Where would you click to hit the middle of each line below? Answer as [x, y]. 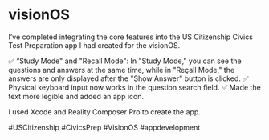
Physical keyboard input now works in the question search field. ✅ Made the [134, 87]
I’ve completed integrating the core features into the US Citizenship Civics [130, 37]
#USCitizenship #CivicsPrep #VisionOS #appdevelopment [104, 127]
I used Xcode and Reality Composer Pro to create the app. [104, 112]
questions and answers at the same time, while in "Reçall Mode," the [122, 70]
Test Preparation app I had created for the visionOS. [94, 45]
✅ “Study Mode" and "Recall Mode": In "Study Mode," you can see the [125, 61]
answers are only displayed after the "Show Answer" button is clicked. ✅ [128, 78]
